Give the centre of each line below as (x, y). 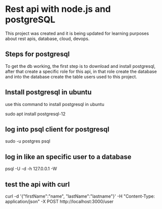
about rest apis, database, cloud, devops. (48, 39)
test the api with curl (38, 184)
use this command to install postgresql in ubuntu (55, 104)
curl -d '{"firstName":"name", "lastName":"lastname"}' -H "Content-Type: (80, 196)
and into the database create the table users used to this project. (71, 77)
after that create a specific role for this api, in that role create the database (81, 71)
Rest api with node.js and (58, 9)
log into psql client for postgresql (57, 129)
